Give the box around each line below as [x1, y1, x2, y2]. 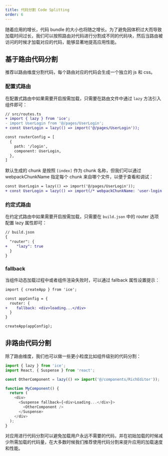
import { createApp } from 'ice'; [5, 287, 77, 292]
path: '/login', [14, 144, 48, 149]
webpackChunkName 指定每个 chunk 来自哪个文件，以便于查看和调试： [5, 174, 154, 180]
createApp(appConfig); [5, 324, 52, 329]
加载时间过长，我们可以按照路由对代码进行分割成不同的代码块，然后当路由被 [5, 33, 163, 39]
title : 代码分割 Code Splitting [5, 7, 70, 13]
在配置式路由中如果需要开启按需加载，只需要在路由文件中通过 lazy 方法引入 [5, 95, 161, 101]
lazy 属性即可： [14, 220, 47, 226]
